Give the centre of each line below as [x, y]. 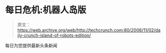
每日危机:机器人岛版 [46, 10]
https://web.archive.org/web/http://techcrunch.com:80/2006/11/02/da [89, 30]
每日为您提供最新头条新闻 [31, 45]
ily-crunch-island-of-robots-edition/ [54, 35]
